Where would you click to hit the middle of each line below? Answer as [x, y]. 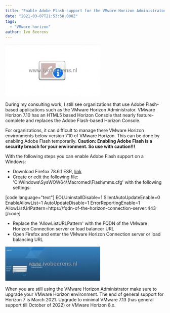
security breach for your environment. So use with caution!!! [70, 146]
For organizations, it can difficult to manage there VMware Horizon [75, 130]
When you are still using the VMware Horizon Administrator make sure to [81, 289]
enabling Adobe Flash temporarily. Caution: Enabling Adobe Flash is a [79, 141]
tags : [11, 21]
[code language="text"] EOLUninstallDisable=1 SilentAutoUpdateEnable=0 [83, 198]
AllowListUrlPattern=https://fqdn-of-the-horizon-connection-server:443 [80, 208]
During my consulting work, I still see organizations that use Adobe [75, 104]
